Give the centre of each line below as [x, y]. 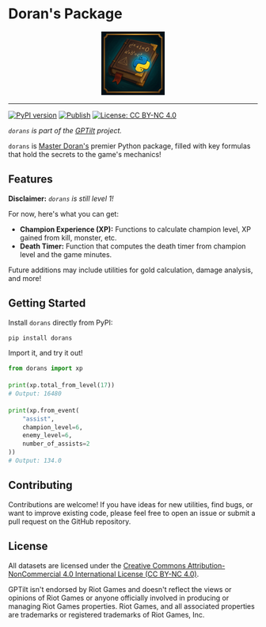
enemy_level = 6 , [47, 436]
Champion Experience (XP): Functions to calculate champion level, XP [135, 229]
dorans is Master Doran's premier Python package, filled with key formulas [129, 146]
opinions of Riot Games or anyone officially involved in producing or [119, 598]
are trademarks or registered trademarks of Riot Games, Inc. [106, 614]
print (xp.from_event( [44, 410]
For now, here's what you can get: [63, 213]
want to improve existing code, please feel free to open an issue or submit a [132, 513]
